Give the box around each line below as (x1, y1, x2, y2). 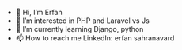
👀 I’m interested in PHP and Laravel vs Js (15, 16, 150, 25)
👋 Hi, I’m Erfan (15, 8, 63, 17)
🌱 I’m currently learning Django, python (15, 25, 144, 33)
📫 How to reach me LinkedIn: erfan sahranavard (15, 33, 175, 43)
